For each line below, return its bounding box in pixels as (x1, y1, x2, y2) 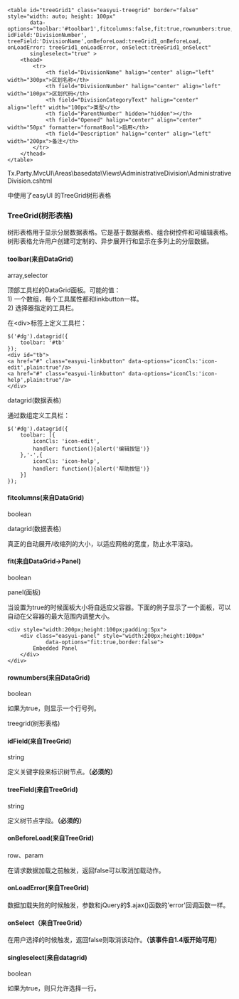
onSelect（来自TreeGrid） (7, 918, 86, 927)
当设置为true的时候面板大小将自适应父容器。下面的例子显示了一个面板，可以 (7, 603, 231, 611)
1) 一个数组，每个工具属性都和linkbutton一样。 (7, 294, 144, 303)
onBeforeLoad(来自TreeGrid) (7, 834, 95, 843)
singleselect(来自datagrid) (7, 953, 87, 961)
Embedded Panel (33, 644, 78, 652)
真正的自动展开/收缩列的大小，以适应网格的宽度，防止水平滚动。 (7, 539, 197, 547)
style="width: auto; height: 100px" (7, 13, 116, 20)
